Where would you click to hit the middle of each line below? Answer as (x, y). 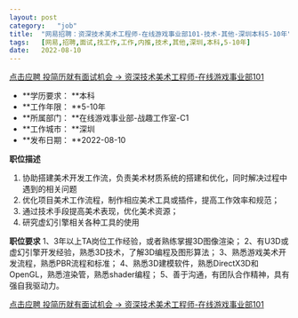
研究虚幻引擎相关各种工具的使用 (81, 222)
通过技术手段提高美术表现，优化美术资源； (100, 211)
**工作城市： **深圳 (58, 129)
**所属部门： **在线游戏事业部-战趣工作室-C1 (105, 118)
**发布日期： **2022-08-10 (74, 140)
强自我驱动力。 (36, 286)
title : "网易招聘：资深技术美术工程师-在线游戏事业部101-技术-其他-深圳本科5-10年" (150, 34)
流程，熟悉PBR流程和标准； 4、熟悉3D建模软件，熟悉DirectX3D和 (138, 264)
